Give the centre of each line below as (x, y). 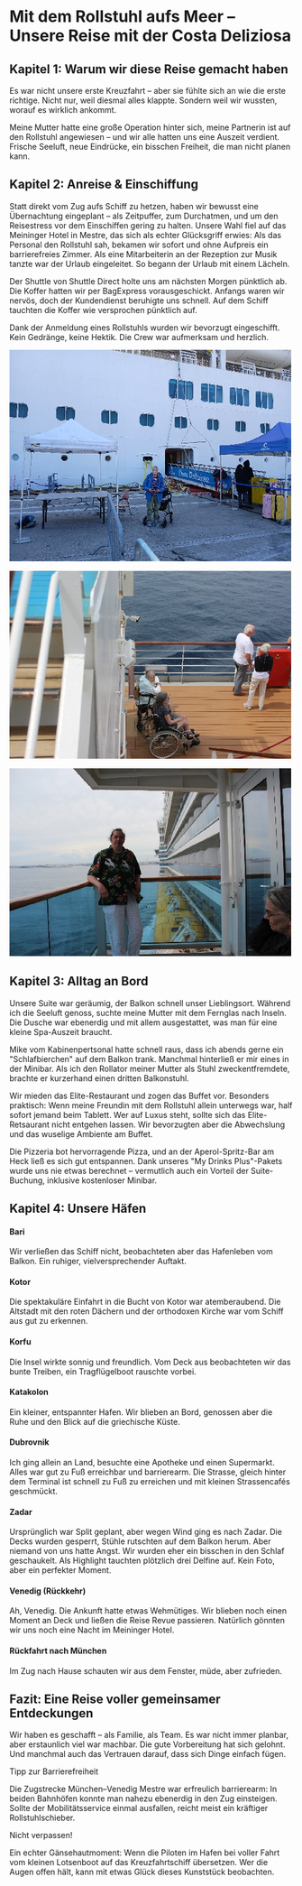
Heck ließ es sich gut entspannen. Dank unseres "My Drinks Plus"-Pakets (146, 1160)
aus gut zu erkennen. (49, 1321)
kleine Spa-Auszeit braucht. (61, 1031)
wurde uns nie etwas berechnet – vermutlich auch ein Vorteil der (129, 1170)
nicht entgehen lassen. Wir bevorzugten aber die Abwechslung (168, 1124)
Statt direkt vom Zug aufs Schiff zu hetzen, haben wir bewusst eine (134, 206)
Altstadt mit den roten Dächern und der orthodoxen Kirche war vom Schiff (146, 1311)
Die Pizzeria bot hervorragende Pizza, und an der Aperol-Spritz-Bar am (142, 1151)
